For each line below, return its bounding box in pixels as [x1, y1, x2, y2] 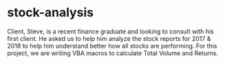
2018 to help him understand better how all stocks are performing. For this [7, 42, 217, 50]
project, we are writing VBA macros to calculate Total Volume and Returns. [7, 49, 219, 57]
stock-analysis [7, 5, 94, 20]
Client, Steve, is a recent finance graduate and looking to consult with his [7, 27, 215, 35]
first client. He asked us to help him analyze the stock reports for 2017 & [7, 34, 211, 42]
